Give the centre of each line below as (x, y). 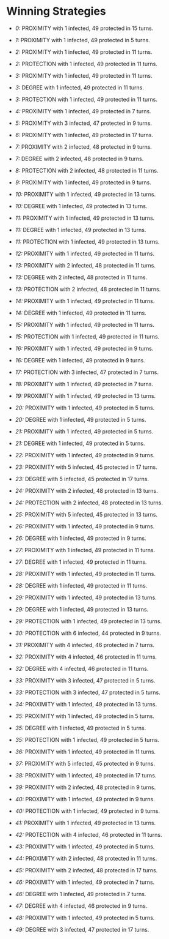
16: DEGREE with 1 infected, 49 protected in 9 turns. (80, 360)
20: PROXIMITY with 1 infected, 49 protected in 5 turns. (85, 408)
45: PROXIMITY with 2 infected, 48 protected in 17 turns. (86, 870)
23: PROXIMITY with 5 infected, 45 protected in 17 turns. (86, 467)
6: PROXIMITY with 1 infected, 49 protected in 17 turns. (84, 135)
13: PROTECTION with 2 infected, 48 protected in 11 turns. (88, 289)
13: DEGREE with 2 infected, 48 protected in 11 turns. (81, 277)
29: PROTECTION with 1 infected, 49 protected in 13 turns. (88, 621)
